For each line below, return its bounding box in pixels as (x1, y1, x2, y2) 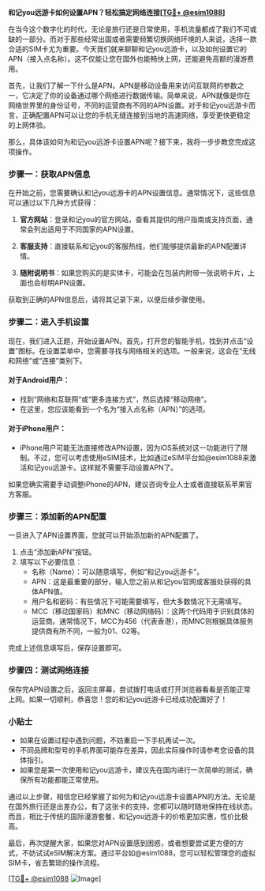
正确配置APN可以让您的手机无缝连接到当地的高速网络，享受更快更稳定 (21, 111, 251, 119)
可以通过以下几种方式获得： (8, 198, 99, 208)
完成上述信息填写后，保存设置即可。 (8, 644, 126, 653)
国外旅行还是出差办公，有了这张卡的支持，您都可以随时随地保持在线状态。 (14, 802, 257, 811)
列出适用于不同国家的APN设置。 (33, 225, 138, 234)
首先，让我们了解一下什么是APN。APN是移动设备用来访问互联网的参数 (8, 81, 238, 90)
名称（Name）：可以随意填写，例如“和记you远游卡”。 (31, 567, 204, 576)
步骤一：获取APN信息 (8, 168, 91, 179)
